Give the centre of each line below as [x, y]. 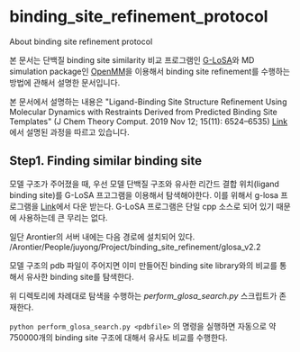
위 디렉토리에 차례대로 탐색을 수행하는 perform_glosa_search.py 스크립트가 [143, 295]
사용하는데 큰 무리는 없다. [63, 217]
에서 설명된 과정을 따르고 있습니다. [69, 131]
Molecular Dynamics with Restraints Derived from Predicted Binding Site [143, 112]
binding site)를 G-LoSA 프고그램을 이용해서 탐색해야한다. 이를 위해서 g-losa [144, 194]
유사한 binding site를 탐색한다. [80, 276]
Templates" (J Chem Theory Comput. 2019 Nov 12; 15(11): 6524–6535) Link [149, 121]
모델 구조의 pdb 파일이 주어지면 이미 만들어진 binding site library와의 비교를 [143, 265]
